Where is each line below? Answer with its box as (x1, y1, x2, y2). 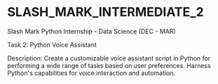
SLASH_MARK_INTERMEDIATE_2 (7, 4, 205, 20)
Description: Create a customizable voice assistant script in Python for (7, 53, 211, 62)
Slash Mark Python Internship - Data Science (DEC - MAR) (7, 27, 177, 35)
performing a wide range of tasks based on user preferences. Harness (7, 61, 212, 69)
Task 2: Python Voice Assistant (7, 40, 97, 49)
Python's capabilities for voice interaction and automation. (7, 69, 176, 77)
